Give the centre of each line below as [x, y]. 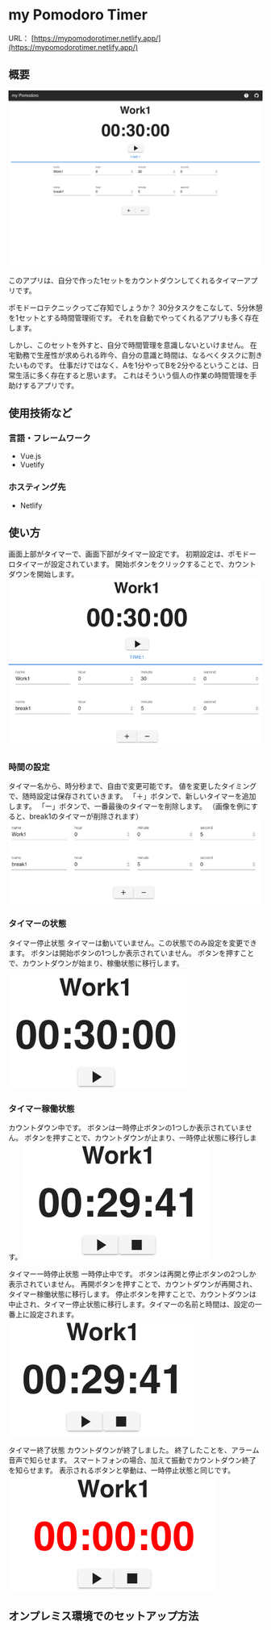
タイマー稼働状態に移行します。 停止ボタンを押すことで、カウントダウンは [132, 1294]
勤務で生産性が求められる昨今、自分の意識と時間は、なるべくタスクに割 [135, 355]
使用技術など [40, 413]
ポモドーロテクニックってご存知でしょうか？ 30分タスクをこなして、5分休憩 [135, 308]
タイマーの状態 [38, 924]
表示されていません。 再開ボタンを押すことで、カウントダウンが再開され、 [133, 1284]
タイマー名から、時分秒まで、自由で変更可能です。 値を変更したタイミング [132, 786]
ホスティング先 [37, 488]
